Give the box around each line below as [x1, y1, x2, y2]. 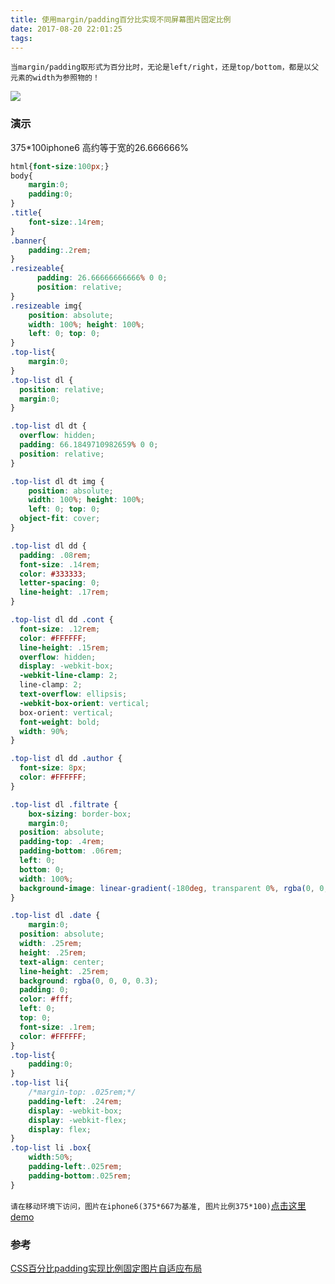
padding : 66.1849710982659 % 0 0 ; [19, 440, 159, 450]
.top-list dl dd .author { [10, 754, 123, 764]
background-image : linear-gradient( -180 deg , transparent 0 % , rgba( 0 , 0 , [19, 883, 329, 893]
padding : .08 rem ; [19, 550, 92, 560]
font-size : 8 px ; [19, 763, 87, 773]
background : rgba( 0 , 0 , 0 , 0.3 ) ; [19, 976, 159, 986]
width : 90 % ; [19, 726, 70, 736]
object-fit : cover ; [19, 514, 101, 524]
